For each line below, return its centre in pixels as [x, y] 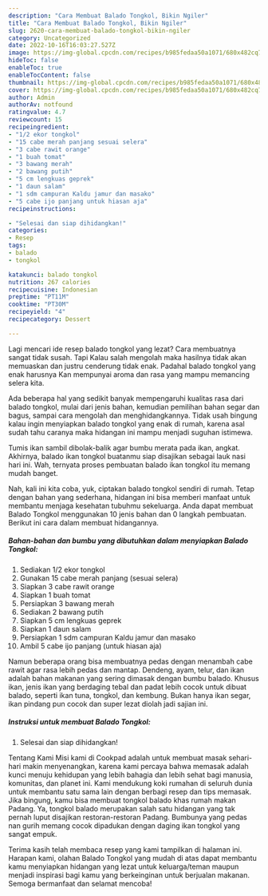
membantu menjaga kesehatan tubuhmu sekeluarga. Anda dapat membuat [131, 505]
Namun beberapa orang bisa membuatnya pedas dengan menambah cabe [130, 661]
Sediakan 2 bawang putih [61, 612]
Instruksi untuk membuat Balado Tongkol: [80, 722]
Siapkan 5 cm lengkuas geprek [71, 620]
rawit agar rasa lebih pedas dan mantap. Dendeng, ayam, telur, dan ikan [126, 670]
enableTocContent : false [49, 75]
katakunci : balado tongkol [53, 275]
